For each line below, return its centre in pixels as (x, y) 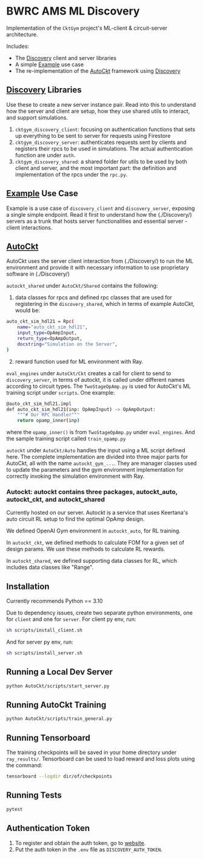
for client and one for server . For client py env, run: (71, 619)
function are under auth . (45, 155)
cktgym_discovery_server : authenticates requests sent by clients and (101, 142)
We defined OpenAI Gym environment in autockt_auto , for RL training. (93, 531)
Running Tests (34, 796)
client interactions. (29, 227)
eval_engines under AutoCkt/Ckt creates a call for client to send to (89, 373)
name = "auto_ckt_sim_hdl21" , (52, 327)
